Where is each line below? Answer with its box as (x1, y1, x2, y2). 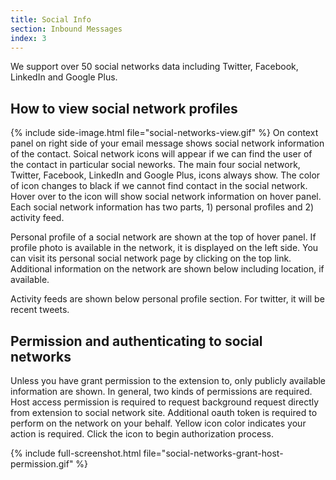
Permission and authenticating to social (10, 332, 263, 350)
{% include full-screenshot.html (10, 447, 142, 459)
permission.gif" (10, 458, 74, 470)
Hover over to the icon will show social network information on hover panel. (10, 191, 322, 203)
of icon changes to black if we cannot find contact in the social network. (10, 180, 308, 192)
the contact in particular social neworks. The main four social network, (10, 159, 301, 171)
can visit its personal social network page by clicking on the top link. (10, 252, 292, 265)
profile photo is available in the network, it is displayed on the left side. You (10, 242, 319, 254)
